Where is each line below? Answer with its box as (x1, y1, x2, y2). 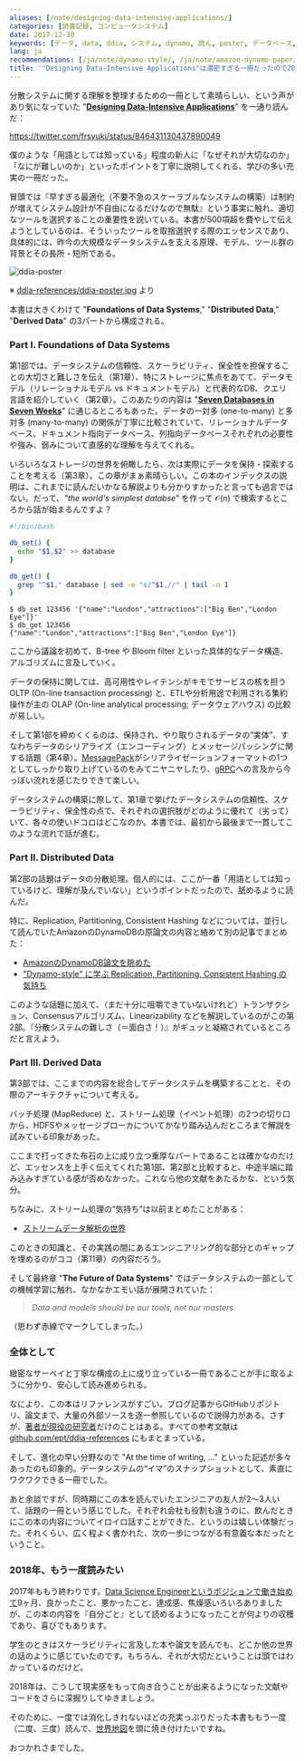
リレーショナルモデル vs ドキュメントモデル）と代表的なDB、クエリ (33, 382, 288, 394)
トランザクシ (242, 999, 290, 1010)
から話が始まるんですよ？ (16, 504, 113, 515)
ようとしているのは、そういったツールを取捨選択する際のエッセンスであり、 (9, 225, 294, 236)
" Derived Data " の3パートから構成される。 (9, 314, 169, 326)
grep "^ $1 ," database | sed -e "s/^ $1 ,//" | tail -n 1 (17, 580, 229, 589)
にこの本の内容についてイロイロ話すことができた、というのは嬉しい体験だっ (9, 1516, 295, 1527)
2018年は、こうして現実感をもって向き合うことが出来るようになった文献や (9, 1681, 289, 1692)
